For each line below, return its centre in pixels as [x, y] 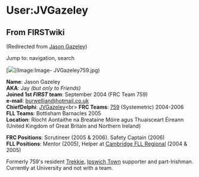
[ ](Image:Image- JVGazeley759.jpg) [53, 70]
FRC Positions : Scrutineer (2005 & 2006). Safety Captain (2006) [85, 138]
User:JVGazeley [47, 10]
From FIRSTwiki [35, 32]
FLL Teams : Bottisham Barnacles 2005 [54, 113]
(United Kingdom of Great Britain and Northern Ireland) [74, 126]
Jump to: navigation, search [40, 58]
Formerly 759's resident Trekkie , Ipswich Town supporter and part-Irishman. [100, 162]
